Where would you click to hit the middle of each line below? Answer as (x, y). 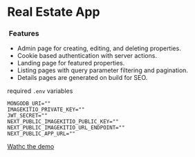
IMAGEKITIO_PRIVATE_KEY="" (46, 110)
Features (24, 34)
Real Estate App (54, 12)
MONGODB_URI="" (29, 104)
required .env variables (40, 91)
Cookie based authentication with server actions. (87, 56)
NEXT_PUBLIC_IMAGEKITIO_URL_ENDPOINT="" (66, 128)
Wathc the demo (31, 147)
